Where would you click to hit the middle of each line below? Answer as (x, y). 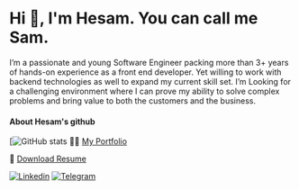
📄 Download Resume (48, 159)
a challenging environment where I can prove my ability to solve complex (145, 91)
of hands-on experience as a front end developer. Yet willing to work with (145, 72)
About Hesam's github (53, 122)
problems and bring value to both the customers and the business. (133, 100)
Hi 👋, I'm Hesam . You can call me (134, 18)
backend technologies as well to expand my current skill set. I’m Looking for (150, 81)
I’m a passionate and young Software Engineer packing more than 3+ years (149, 62)
